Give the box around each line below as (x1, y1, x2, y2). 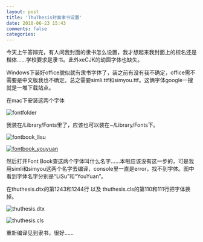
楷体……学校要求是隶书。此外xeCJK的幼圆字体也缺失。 (6, 56, 143, 63)
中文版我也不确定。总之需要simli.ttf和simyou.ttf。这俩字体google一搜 (22, 77, 193, 84)
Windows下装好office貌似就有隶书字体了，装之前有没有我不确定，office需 (6, 69, 190, 76)
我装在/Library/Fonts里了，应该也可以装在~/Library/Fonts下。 (6, 121, 159, 129)
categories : (6, 31, 36, 37)
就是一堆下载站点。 (6, 84, 54, 91)
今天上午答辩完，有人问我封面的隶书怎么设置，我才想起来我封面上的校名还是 (6, 49, 197, 56)
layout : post (6, 8, 39, 15)
